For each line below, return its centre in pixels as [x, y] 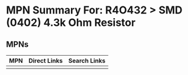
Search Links [87, 61]
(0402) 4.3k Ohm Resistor [71, 23]
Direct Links [46, 61]
